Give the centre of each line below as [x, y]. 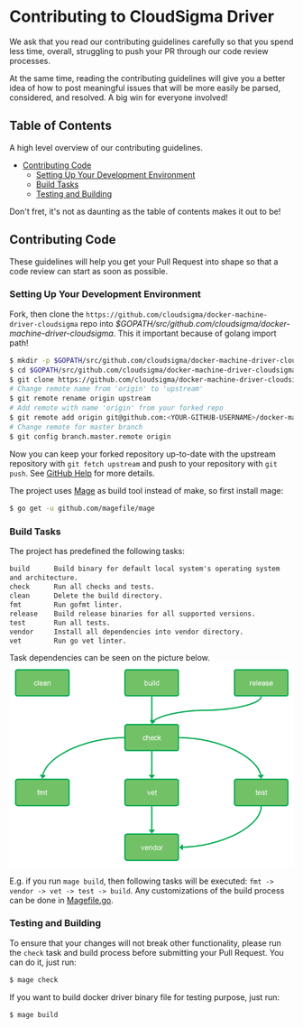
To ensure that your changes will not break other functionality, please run [145, 943]
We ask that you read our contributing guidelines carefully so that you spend [151, 42]
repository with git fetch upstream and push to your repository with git [143, 463]
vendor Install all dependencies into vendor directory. [127, 632]
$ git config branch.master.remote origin [90, 436]
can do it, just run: [43, 962]
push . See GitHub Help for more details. [82, 473]
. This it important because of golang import [195, 333]
